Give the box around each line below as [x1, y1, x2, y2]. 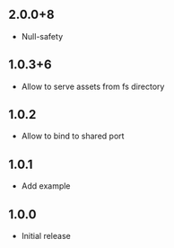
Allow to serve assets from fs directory [21, 81, 165, 92]
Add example [21, 181, 71, 191]
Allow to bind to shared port [21, 130, 125, 142]
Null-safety [21, 31, 64, 41]
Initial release [21, 231, 71, 242]
